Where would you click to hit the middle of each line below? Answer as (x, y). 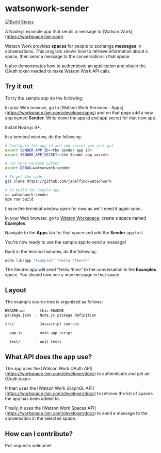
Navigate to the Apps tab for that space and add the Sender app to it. (75, 232)
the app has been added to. (33, 399)
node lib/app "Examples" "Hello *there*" (48, 260)
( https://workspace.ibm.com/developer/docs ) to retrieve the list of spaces (79, 394)
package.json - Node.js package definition (51, 315)
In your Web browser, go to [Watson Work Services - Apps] (64, 107)
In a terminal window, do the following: (43, 136)
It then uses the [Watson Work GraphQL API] (50, 388)
